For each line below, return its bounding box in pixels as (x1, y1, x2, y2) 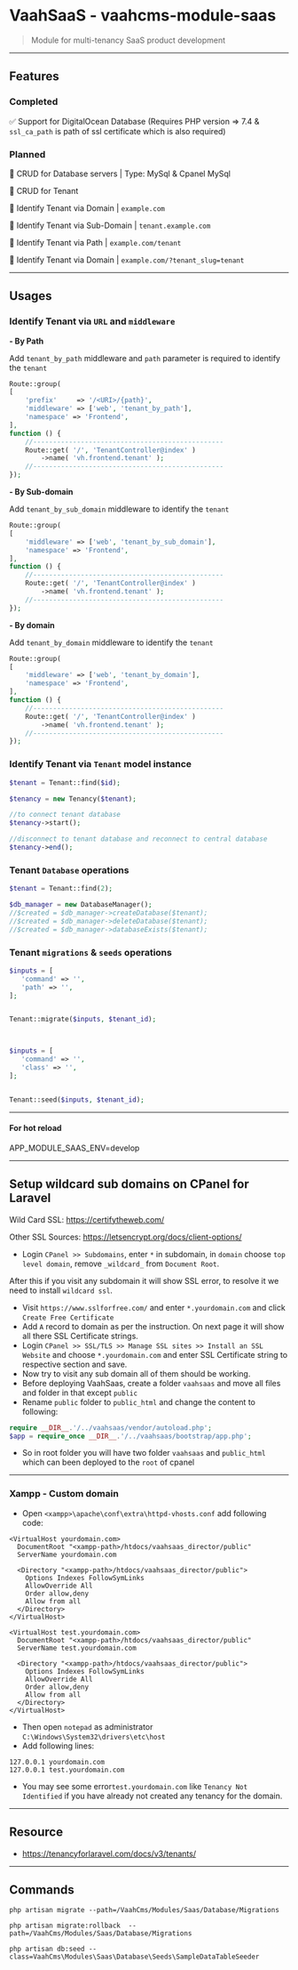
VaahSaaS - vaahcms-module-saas (9, 5, 277, 26)
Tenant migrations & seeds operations (9, 946, 173, 958)
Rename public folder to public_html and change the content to (21, 1396, 255, 1407)
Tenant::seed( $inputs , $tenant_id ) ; (9, 1095, 145, 1104)
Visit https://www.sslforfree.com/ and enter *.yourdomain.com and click (21, 1302, 286, 1312)
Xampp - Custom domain (9, 1488, 120, 1500)
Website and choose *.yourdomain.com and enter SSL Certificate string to (21, 1349, 288, 1360)
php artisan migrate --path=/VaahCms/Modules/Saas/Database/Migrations (9, 1906, 279, 1915)
